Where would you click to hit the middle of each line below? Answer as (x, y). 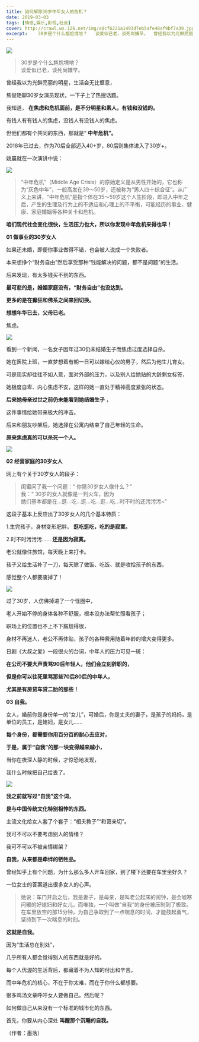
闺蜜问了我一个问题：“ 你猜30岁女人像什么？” (76, 487)
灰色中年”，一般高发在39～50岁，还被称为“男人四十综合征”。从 (105, 190)
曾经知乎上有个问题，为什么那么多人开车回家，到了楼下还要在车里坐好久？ (97, 872)
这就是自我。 (22, 932)
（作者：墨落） (24, 1033)
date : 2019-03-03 (28, 17)
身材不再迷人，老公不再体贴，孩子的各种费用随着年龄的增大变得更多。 (92, 639)
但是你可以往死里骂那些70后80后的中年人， (60, 677)
